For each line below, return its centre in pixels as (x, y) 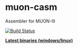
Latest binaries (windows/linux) (39, 40)
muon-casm (31, 7)
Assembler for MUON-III (30, 21)
